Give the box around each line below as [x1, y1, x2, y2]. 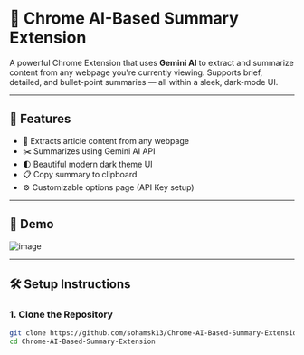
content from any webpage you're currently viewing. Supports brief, [9, 67, 263, 78]
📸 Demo [9, 216, 54, 232]
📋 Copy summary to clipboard [22, 168, 138, 179]
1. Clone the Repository [9, 308, 113, 321]
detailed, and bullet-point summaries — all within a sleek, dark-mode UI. [9, 76, 279, 87]
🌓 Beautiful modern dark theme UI [22, 158, 153, 169]
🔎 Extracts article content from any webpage [22, 135, 190, 146]
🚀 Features [9, 111, 71, 127]
